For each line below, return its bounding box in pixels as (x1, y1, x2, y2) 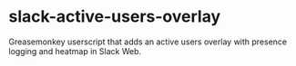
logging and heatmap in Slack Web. (8, 45, 142, 56)
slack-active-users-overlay (8, 6, 221, 27)
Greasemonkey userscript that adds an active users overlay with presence (8, 36, 288, 47)
